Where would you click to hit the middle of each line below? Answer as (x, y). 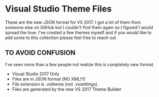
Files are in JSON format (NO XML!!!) (49, 79)
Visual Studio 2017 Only (36, 74)
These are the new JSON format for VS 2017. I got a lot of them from (73, 22)
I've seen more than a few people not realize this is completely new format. (80, 64)
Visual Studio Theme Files (58, 9)
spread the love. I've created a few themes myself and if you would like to (78, 32)
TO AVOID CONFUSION (40, 53)
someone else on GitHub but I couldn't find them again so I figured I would (79, 27)
